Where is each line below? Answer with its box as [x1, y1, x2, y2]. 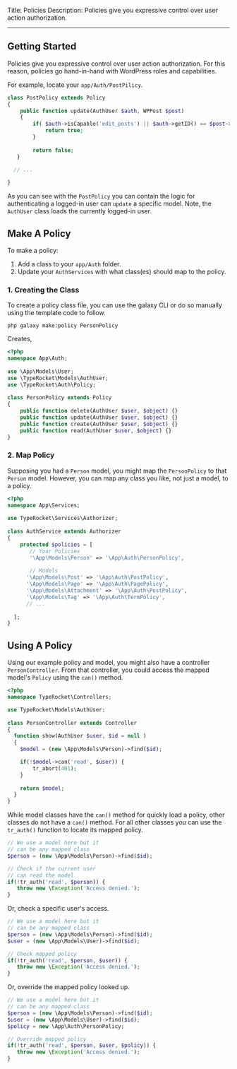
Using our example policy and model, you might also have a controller [7, 658, 210, 667]
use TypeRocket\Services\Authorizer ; [7, 515, 119, 522]
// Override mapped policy [7, 1035, 87, 1043]
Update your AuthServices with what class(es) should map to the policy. [17, 268, 226, 276]
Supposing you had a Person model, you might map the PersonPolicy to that [7, 466, 227, 475]
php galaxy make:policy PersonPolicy [7, 322, 119, 329]
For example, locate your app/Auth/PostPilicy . [7, 81, 143, 89]
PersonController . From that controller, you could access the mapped [7, 666, 209, 674]
